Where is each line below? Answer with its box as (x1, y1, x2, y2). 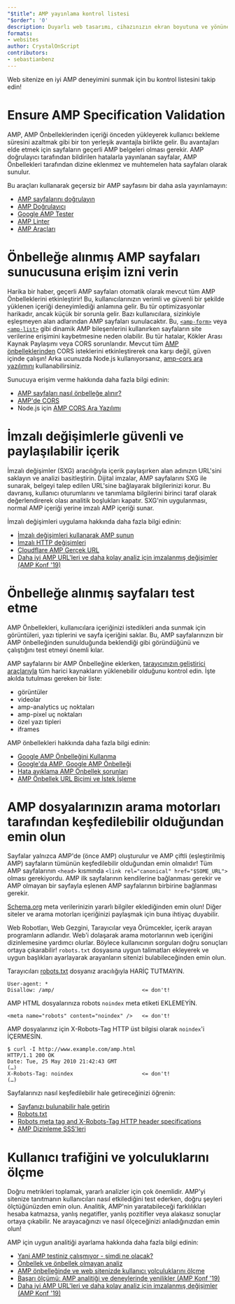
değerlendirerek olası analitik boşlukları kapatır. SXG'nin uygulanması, (7, 496, 208, 505)
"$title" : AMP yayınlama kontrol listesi (7, 10, 130, 18)
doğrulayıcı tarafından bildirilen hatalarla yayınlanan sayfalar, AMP (7, 152, 197, 161)
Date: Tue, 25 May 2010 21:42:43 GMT (7, 1058, 117, 1066)
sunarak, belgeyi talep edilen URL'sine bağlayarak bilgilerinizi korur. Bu (7, 481, 211, 489)
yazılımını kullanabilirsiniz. (7, 362, 82, 370)
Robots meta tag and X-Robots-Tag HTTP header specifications (17, 1118, 201, 1126)
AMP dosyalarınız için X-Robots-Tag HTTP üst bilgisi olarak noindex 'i (7, 1025, 205, 1033)
